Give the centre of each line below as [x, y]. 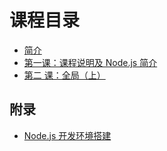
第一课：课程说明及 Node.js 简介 [90, 62]
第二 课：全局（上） [64, 75]
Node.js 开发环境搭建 [67, 135]
